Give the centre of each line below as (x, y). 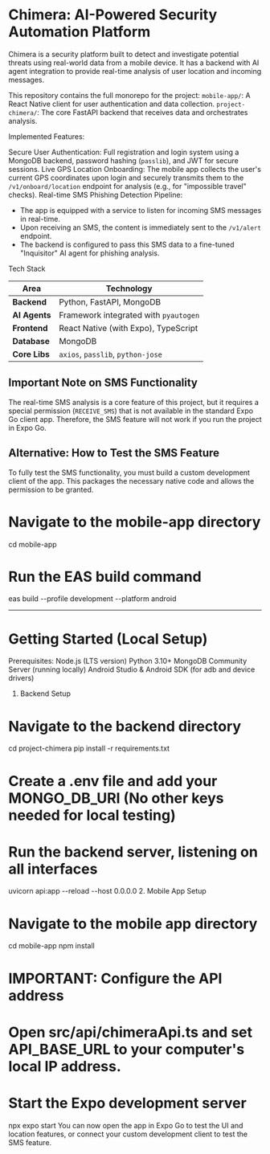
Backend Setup (45, 694)
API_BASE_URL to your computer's (127, 1049)
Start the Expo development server (127, 1103)
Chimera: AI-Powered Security (113, 15)
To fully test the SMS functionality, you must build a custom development (129, 473)
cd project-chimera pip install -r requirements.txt (89, 748)
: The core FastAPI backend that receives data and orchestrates (143, 112)
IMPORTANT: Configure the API (115, 978)
